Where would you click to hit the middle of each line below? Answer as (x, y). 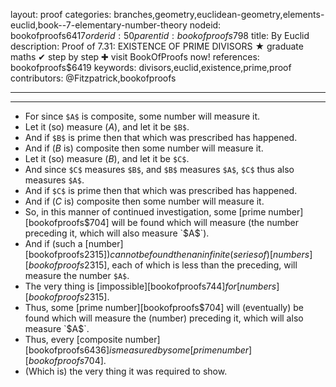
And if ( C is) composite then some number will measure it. (144, 201)
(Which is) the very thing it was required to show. (126, 371)
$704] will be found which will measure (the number (191, 222)
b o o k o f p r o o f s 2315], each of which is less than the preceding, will (163, 265)
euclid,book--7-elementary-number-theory (99, 25)
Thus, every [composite (73, 339)
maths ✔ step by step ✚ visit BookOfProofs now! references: (135, 57)
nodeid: (205, 25)
